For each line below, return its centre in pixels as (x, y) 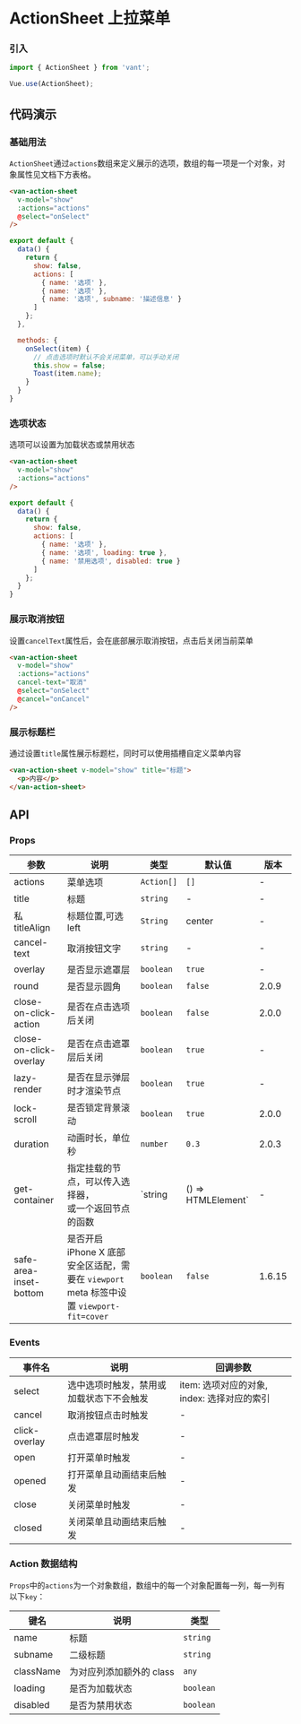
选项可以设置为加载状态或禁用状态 (72, 445)
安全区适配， (94, 1266)
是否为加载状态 (101, 1688)
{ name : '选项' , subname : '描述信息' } (112, 299)
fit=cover (88, 1317)
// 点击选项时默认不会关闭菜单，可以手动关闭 (106, 357)
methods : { (38, 340)
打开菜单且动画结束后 (113, 1474)
